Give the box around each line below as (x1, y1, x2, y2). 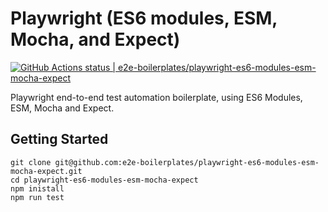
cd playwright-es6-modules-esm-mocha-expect (10, 175, 199, 185)
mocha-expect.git (10, 166, 83, 176)
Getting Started (10, 131, 109, 148)
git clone (10, 157, 52, 167)
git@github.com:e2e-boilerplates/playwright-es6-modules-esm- (54, 157, 320, 167)
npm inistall (10, 183, 65, 194)
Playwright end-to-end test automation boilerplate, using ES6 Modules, (10, 91, 303, 103)
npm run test (10, 192, 65, 202)
